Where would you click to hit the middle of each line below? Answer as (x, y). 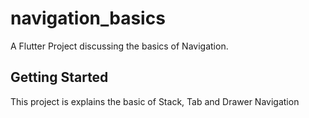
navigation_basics (88, 18)
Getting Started (59, 77)
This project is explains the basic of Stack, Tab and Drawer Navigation (155, 101)
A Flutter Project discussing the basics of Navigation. (119, 46)
